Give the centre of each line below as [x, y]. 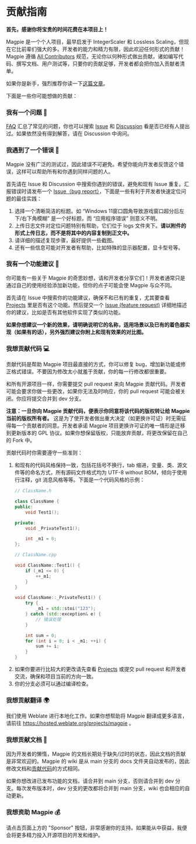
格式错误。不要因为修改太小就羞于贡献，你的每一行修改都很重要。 [90, 371]
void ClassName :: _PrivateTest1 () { [58, 598]
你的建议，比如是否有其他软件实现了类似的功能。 [65, 312]
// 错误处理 [48, 619]
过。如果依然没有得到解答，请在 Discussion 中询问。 [69, 134]
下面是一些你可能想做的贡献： [42, 96]
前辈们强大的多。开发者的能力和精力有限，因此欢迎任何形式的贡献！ [103, 49]
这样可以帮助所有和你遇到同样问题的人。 [65, 171]
